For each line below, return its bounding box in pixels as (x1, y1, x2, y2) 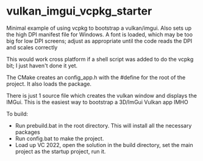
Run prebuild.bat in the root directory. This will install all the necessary (15, 122, 192, 129)
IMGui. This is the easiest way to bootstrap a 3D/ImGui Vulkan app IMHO (6, 98, 188, 106)
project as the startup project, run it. (15, 148, 106, 155)
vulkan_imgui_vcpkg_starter (6, 4, 152, 18)
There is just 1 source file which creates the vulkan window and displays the (6, 92, 197, 99)
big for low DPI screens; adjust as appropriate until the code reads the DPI (6, 37, 193, 44)
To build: (6, 110, 29, 117)
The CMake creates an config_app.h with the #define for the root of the (6, 74, 186, 81)
